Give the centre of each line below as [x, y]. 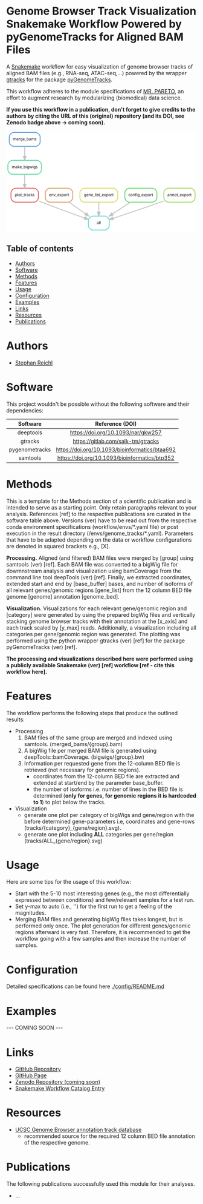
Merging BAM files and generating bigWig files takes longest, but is [99, 920]
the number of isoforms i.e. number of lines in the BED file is [108, 789]
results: [16, 719]
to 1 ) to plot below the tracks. [69, 802]
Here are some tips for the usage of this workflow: [69, 882]
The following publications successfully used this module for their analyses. [101, 1184]
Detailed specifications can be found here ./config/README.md [85, 986]
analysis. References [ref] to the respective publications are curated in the [98, 514]
